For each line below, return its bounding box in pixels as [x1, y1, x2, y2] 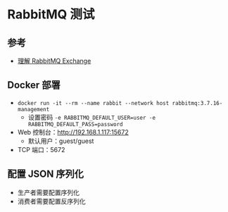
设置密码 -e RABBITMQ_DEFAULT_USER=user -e [27, 113, 156, 121]
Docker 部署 [7, 79, 61, 92]
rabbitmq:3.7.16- [172, 99, 223, 106]
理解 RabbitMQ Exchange [17, 57, 91, 65]
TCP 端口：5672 [17, 145, 65, 154]
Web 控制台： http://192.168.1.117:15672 [17, 127, 129, 136]
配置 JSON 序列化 [7, 168, 84, 180]
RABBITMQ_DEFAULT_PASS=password [27, 120, 123, 127]
